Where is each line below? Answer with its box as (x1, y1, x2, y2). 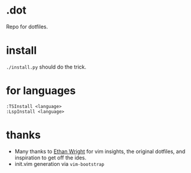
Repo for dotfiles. (6, 23, 48, 30)
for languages (6, 84, 76, 97)
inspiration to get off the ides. (14, 154, 87, 161)
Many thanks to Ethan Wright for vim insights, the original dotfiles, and (14, 148, 186, 155)
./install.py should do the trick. (6, 63, 87, 70)
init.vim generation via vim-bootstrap (14, 160, 104, 167)
